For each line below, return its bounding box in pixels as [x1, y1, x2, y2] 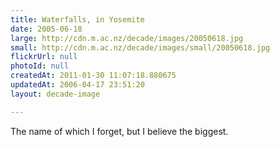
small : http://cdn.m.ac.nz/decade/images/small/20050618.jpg [10, 42, 271, 53]
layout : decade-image [10, 89, 101, 99]
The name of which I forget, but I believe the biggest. [10, 125, 229, 137]
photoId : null [10, 61, 70, 71]
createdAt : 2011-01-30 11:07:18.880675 [10, 71, 177, 81]
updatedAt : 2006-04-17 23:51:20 [10, 80, 145, 90]
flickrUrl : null [10, 52, 78, 62]
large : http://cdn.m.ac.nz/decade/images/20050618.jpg [10, 33, 244, 43]
